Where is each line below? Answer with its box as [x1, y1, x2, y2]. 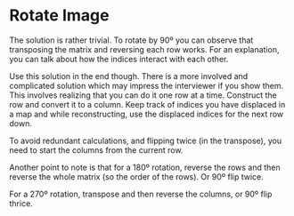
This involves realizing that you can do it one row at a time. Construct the [9, 90, 278, 100]
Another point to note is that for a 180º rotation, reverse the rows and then [9, 162, 281, 172]
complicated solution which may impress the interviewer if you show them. [9, 80, 284, 91]
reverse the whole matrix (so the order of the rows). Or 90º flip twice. [9, 171, 265, 182]
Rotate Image [9, 5, 110, 26]
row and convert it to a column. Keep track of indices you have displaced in [9, 99, 286, 109]
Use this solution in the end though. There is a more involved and [9, 70, 249, 81]
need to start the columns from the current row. [9, 144, 184, 156]
